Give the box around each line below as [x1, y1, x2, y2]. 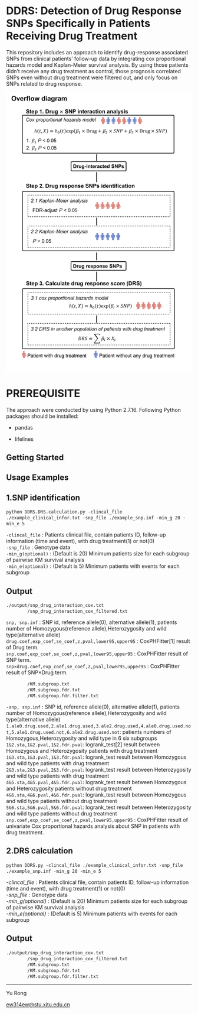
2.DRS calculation [6, 846, 74, 856]
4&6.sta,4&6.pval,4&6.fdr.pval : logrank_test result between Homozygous [6, 791, 187, 798]
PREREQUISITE [6, 386, 81, 400]
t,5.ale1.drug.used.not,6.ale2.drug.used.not [6, 730, 120, 736]
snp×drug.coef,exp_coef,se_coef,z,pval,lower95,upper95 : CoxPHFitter [6, 663, 180, 670]
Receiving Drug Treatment [6, 30, 138, 43]
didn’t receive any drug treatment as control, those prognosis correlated [6, 67, 181, 74]
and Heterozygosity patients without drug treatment [6, 785, 132, 792]
